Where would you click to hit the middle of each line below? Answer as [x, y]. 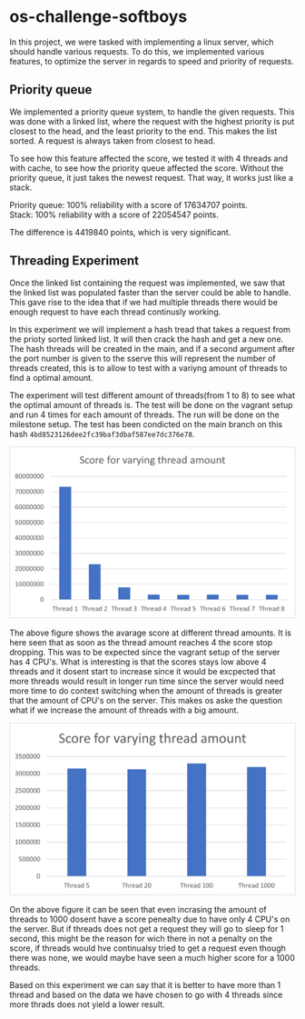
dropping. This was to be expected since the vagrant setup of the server [145, 653]
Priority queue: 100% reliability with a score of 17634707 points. [128, 205]
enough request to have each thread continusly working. [115, 312]
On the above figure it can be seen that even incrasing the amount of [138, 909]
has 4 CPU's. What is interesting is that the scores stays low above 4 [138, 662]
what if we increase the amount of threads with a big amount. [124, 710]
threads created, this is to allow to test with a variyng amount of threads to [148, 368]
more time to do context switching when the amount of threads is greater [146, 691]
